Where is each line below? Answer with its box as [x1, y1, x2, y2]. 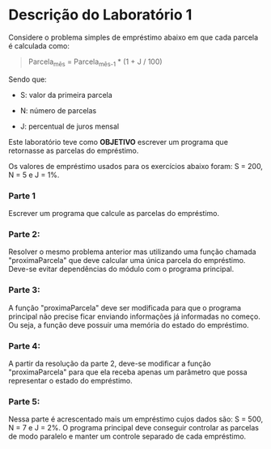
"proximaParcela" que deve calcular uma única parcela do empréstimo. [8, 256, 246, 265]
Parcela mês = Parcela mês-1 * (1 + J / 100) [28, 57, 163, 68]
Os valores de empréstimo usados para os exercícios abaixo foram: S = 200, [8, 161, 263, 171]
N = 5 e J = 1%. [8, 170, 60, 180]
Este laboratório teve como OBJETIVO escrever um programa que [8, 137, 229, 146]
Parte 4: [8, 340, 40, 351]
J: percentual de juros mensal [19, 121, 120, 131]
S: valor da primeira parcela [19, 90, 113, 100]
